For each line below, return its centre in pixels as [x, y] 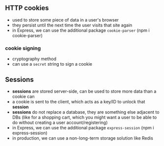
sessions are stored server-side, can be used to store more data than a [84, 91]
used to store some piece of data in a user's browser [65, 20]
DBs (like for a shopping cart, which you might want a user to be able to [84, 117]
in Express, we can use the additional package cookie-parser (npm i [81, 30]
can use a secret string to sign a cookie [52, 64]
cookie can [23, 96]
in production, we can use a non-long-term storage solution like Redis [82, 138]
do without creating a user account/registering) [60, 122]
